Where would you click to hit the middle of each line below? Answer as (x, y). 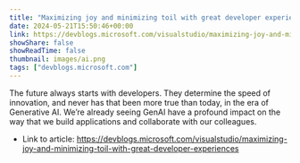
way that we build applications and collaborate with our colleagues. (133, 121)
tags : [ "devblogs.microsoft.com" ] (74, 68)
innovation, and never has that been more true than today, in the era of (139, 102)
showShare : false (42, 43)
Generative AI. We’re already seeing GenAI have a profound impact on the (145, 112)
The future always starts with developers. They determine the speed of (140, 93)
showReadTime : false (48, 51)
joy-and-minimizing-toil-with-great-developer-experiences (130, 148)
